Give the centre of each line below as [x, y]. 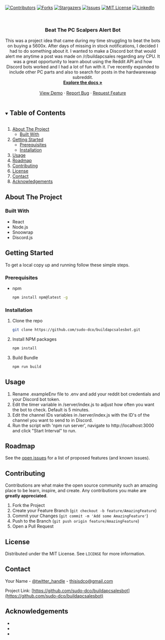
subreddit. [83, 77]
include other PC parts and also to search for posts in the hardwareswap [83, 72]
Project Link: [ [19, 590]
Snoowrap [23, 232]
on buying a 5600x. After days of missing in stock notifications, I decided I [83, 46]
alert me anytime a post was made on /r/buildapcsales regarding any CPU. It [83, 56]
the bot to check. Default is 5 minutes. [51, 410]
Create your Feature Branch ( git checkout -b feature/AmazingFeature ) [84, 511]
